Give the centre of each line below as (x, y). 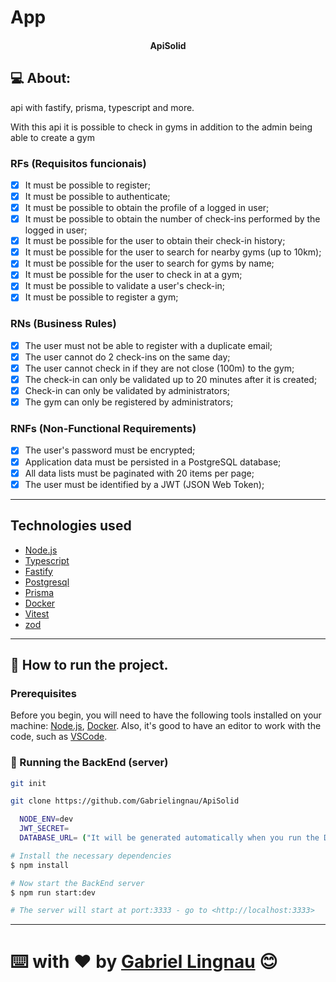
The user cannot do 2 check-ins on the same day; (127, 357)
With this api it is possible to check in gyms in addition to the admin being (161, 127)
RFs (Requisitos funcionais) (78, 163)
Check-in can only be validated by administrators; (127, 391)
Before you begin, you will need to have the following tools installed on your (166, 715)
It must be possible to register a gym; (101, 297)
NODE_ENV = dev (46, 819)
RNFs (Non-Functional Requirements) (103, 429)
